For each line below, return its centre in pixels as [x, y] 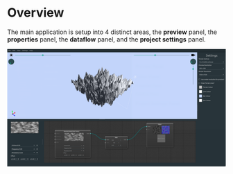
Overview [36, 13]
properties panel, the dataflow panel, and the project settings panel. [106, 39]
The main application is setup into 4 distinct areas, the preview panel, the [112, 32]
